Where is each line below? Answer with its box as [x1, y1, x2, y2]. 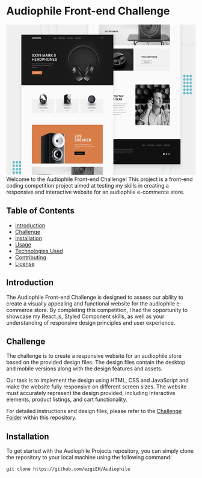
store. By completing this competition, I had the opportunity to [34, 306, 188, 313]
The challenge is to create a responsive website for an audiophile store [6, 352, 182, 360]
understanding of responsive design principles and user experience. [6, 319, 176, 326]
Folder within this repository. [6, 414, 77, 421]
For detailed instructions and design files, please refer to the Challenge [6, 408, 182, 415]
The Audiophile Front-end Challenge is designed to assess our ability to [6, 293, 183, 301]
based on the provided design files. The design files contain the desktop [6, 359, 186, 366]
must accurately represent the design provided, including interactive [6, 390, 176, 397]
